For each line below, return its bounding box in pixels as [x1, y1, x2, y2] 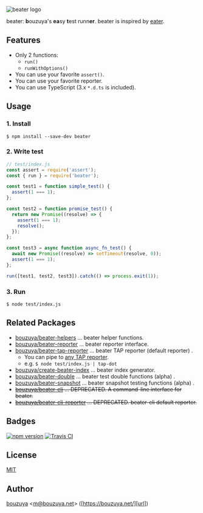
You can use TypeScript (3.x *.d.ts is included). [15, 83, 136, 91]
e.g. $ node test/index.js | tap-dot [24, 360, 117, 367]
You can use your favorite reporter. [15, 77, 103, 85]
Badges [6, 416, 36, 427]
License [6, 450, 37, 460]
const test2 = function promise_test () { [6, 206, 113, 212]
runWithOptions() [24, 65, 69, 71]
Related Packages [6, 318, 76, 328]
